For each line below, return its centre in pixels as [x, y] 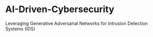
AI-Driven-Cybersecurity [60, 9]
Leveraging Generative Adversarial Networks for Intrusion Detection [76, 23]
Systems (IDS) [20, 28]
